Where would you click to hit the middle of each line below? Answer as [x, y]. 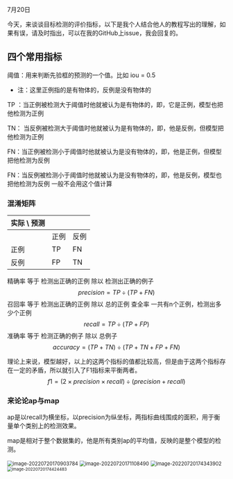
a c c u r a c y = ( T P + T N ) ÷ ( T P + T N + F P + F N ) [116, 347]
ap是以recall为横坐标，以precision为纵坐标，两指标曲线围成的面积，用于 [111, 417]
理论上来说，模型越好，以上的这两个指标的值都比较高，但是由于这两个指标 [113, 362]
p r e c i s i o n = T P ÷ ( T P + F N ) [116, 293]
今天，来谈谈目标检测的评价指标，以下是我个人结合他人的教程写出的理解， [113, 24]
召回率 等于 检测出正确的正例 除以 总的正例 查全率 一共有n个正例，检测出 [111, 305]
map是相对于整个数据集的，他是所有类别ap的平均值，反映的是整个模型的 [111, 441]
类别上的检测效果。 [53, 426]
